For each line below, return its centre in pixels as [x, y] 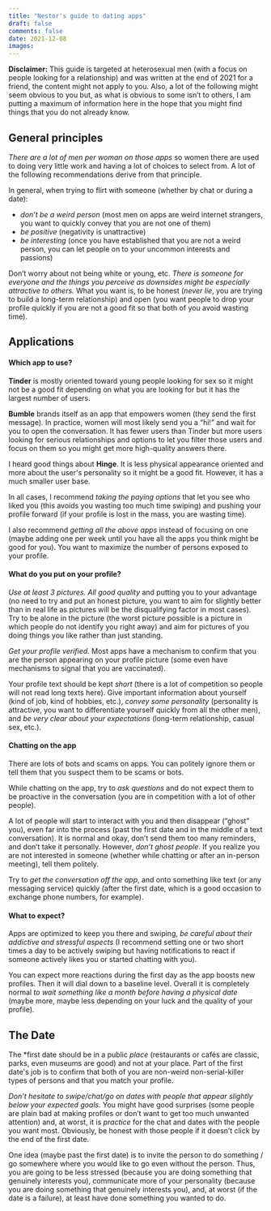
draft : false [30, 24]
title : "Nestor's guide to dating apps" [78, 16]
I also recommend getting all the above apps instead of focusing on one [129, 530]
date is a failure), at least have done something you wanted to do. [117, 1198]
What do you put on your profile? [65, 574]
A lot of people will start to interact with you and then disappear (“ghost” [129, 821]
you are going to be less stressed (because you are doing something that [130, 1172]
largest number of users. [49, 397]
